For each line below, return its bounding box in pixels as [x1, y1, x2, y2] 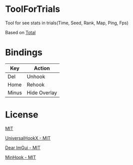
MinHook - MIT [5, 154, 36, 160]
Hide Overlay [26, 89, 58, 96]
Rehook [26, 81, 45, 88]
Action [34, 64, 50, 71]
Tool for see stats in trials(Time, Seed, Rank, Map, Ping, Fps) [5, 20, 129, 26]
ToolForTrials [5, 3, 61, 15]
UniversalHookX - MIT [5, 135, 51, 141]
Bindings [5, 47, 43, 58]
